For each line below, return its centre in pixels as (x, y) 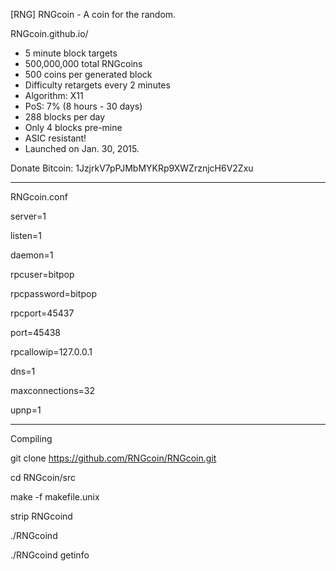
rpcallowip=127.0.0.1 (51, 352)
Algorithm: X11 (54, 95)
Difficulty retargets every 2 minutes (97, 85)
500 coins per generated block (88, 74)
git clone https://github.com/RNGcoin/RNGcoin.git (113, 458)
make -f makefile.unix (55, 497)
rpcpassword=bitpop (53, 293)
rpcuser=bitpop (42, 274)
